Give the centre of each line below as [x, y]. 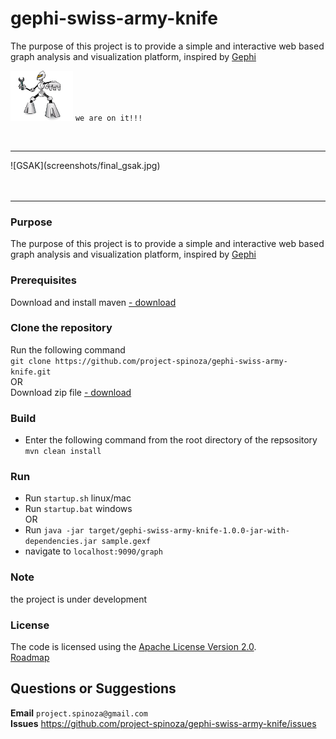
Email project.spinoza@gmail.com [79, 713]
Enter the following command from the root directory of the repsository [171, 440]
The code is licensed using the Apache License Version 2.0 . [133, 647]
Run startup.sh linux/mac [78, 498]
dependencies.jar [61, 542]
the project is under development [79, 599]
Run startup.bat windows [78, 509]
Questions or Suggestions [93, 688]
